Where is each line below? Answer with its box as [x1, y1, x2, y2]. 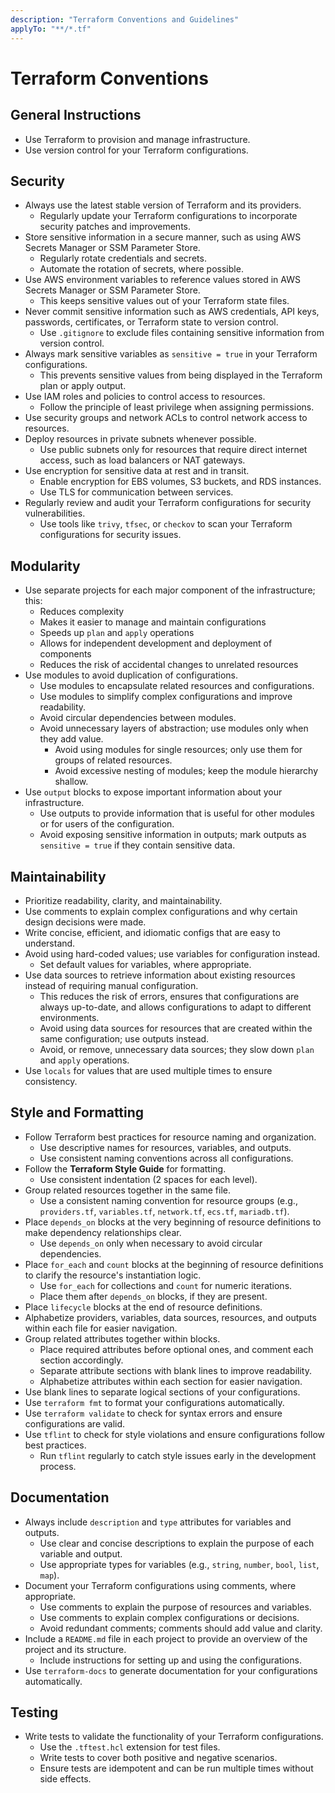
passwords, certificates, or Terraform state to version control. [24, 316, 279, 328]
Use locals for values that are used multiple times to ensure [24, 1064, 273, 1076]
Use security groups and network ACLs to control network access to [24, 412, 308, 424]
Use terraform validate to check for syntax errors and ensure [24, 1407, 283, 1419]
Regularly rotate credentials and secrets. [39, 252, 207, 265]
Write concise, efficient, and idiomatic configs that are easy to [24, 926, 281, 938]
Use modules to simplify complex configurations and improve [39, 691, 293, 703]
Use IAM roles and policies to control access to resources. [24, 391, 266, 403]
